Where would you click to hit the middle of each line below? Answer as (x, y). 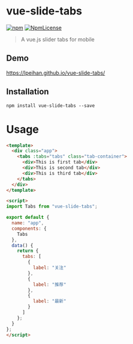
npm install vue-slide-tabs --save (51, 106)
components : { (29, 229)
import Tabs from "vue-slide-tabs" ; (52, 207)
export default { (28, 218)
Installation (28, 92)
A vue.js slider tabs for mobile (58, 39)
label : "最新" (49, 301)
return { (28, 251)
